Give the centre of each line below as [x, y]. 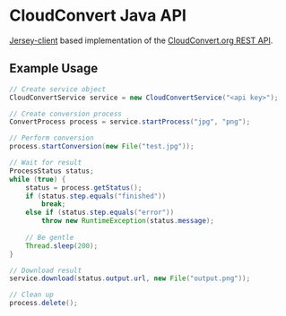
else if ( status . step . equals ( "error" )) [100, 213]
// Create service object [57, 89]
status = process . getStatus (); [84, 188]
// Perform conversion [52, 138]
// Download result [46, 270]
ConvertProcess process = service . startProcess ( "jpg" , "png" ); [130, 122]
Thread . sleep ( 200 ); [62, 246]
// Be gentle [50, 237]
